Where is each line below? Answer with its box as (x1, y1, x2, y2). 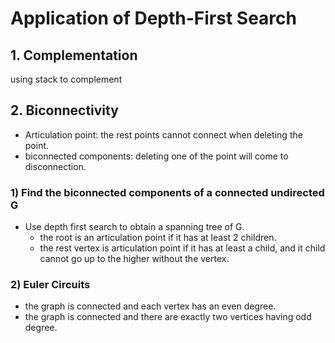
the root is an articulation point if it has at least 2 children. (39, 232, 277, 244)
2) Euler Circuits (10, 278, 91, 292)
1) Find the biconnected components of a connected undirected (10, 185, 325, 199)
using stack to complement (10, 73, 123, 85)
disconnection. (24, 160, 87, 172)
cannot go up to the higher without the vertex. (39, 253, 230, 265)
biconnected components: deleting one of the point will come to (24, 150, 289, 162)
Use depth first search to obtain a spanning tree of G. (24, 221, 245, 233)
